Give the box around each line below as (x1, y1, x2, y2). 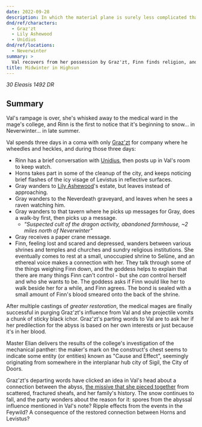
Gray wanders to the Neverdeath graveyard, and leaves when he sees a (14, 195, 193, 202)
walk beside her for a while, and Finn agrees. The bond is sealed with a (14, 285, 191, 292)
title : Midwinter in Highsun (6, 64, 79, 71)
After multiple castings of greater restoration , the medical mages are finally (6, 303, 192, 310)
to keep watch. (14, 163, 52, 171)
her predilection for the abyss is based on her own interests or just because (6, 322, 194, 329)
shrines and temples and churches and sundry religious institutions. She (14, 246, 194, 253)
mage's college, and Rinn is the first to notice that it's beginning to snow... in (6, 121, 195, 128)
